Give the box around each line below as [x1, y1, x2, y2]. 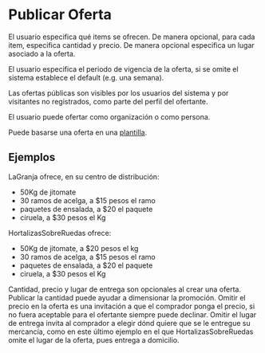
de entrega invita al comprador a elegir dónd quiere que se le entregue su [8, 318, 251, 328]
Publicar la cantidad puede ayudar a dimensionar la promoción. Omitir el [8, 292, 246, 302]
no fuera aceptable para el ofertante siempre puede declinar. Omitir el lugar [8, 309, 257, 320]
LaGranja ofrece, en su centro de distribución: [8, 171, 160, 181]
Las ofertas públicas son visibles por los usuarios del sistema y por [8, 88, 229, 97]
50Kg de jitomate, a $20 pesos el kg [19, 243, 139, 253]
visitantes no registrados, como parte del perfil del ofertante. [8, 96, 209, 106]
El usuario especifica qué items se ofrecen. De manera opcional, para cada [8, 32, 255, 41]
